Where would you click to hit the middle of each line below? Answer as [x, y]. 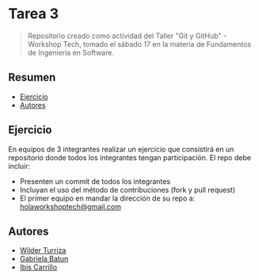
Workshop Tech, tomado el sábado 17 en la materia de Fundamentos [139, 44]
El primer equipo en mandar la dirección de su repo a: [107, 198]
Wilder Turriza [43, 250]
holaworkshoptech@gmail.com [70, 206]
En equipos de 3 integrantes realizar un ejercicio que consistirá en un [121, 149]
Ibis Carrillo [38, 267]
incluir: [19, 166]
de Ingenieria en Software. [71, 52]
